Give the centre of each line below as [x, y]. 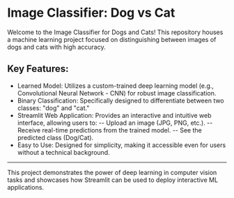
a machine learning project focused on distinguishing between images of [112, 39]
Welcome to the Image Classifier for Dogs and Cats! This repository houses [115, 32]
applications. [25, 187]
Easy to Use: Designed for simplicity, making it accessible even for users [122, 145]
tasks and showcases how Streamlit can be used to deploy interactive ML [112, 180]
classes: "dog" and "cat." [53, 108]
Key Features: [38, 69]
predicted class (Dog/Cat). [55, 137]
